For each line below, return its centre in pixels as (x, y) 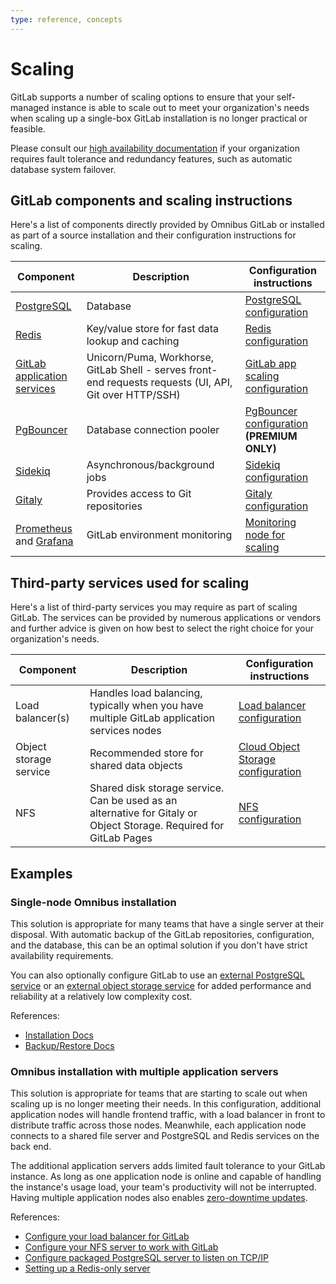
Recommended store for (146, 753)
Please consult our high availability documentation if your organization (155, 148)
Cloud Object (269, 747)
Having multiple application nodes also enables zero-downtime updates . (159, 1198)
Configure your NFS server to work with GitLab (121, 1247)
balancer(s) (42, 718)
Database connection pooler (153, 430)
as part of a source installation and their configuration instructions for (153, 235)
